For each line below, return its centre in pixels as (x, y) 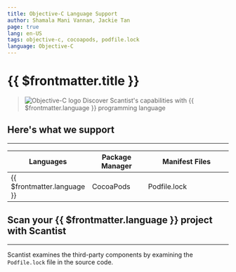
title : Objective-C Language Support (63, 14)
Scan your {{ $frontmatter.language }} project (110, 220)
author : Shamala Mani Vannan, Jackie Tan (69, 20)
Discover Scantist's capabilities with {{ (138, 100)
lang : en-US (25, 33)
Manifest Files (187, 161)
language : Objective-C (40, 46)
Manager (116, 165)
